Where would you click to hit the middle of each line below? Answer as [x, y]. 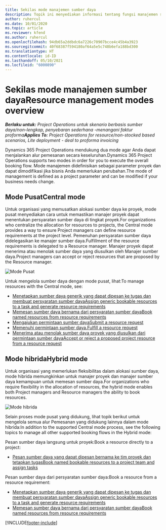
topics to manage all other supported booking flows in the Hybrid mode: [78, 432]
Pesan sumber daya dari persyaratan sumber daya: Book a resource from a [81, 477]
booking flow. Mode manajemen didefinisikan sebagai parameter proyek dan [83, 166]
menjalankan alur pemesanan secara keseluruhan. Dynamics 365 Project [79, 155]
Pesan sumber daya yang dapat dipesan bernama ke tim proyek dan [82, 457]
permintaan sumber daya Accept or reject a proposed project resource [84, 338]
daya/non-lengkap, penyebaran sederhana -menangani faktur [69, 130]
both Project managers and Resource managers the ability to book [73, 392]
